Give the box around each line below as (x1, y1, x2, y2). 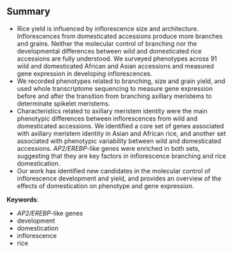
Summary (6, 6, 51, 18)
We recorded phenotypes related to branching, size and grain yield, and (16, 77, 226, 85)
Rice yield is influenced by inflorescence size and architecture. (16, 24, 199, 32)
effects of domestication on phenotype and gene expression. (16, 181, 194, 190)
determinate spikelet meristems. (16, 99, 111, 108)
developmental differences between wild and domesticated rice (16, 47, 202, 55)
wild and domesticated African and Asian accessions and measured (16, 61, 214, 70)
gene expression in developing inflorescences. (16, 69, 153, 78)
